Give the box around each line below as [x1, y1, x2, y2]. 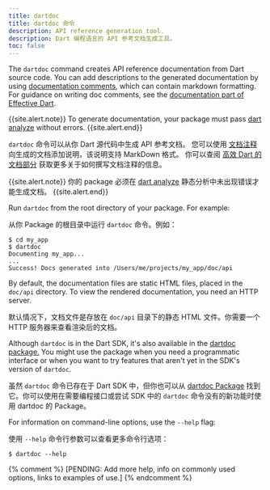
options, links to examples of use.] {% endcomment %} [8, 473, 192, 483]
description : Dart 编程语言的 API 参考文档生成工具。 [8, 34, 176, 43]
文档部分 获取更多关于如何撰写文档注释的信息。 [8, 159, 167, 170]
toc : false [8, 42, 45, 50]
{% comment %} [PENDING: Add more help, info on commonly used [8, 464, 236, 474]
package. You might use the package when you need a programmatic [8, 347, 240, 357]
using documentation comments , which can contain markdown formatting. [8, 82, 256, 91]
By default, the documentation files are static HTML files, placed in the [8, 278, 243, 288]
